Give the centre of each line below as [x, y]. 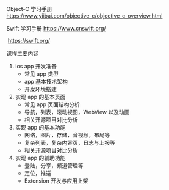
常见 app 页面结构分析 [52, 104]
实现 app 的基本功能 [40, 127]
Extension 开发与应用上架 [56, 181]
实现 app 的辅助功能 [40, 158]
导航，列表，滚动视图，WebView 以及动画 [77, 112]
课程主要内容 [22, 53]
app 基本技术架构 [46, 82]
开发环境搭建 [40, 89]
